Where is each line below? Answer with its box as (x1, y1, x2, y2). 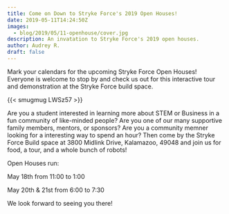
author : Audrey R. (7, 42, 60, 49)
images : (7, 23, 30, 30)
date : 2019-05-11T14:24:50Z (7, 17, 89, 23)
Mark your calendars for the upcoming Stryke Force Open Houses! (7, 67, 197, 76)
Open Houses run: (7, 159, 59, 167)
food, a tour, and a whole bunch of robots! (7, 146, 127, 154)
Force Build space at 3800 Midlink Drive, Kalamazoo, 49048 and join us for (7, 138, 221, 146)
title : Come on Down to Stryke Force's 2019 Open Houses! (7, 10, 178, 17)
